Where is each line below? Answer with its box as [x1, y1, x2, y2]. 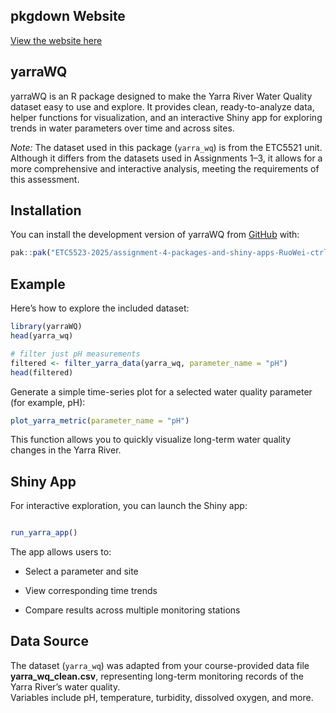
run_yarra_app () [10, 528, 78, 538]
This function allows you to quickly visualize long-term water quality [10, 434, 291, 446]
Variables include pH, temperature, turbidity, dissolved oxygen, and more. [10, 691, 314, 703]
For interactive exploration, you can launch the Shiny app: [10, 500, 248, 512]
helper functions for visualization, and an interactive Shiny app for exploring [10, 111, 323, 123]
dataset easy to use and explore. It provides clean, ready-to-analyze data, [10, 100, 315, 113]
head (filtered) [10, 367, 74, 378]
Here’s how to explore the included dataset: [10, 302, 190, 314]
